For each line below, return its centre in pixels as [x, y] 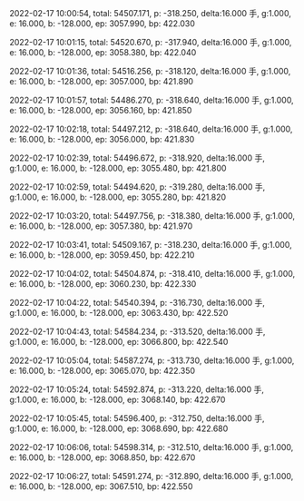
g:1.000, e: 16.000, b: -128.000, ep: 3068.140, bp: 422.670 [118, 399]
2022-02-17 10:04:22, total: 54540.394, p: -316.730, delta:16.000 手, [137, 303]
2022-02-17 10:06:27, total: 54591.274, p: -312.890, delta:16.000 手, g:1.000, [152, 476]
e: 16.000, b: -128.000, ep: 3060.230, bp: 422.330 [103, 284]
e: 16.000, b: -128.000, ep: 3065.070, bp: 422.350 [103, 371]
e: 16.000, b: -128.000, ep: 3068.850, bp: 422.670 [103, 457]
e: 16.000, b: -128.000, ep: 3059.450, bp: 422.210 [102, 255]
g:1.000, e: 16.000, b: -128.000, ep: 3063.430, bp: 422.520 [119, 313]
